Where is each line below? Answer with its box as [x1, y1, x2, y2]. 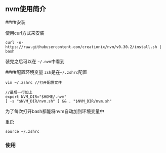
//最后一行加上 [5, 90, 33, 95]
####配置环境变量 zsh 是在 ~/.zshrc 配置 [5, 69, 88, 75]
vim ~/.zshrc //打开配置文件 [5, 80, 62, 85]
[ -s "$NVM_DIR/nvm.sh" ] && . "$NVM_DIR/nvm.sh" [5, 98, 112, 104]
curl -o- [5, 40, 24, 45]
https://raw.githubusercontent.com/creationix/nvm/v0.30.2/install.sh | [5, 44, 162, 49]
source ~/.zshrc [5, 129, 39, 134]
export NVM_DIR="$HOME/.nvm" [5, 94, 67, 99]
